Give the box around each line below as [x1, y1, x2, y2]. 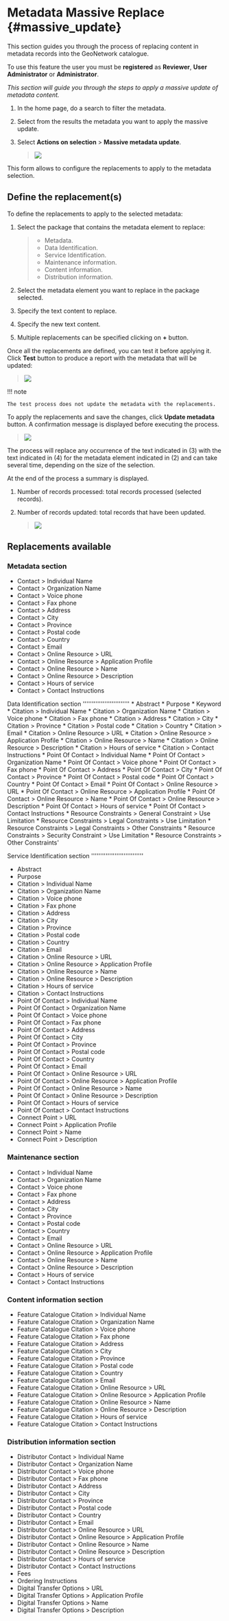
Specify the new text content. [16, 320, 101, 328]
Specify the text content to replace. [16, 306, 117, 315]
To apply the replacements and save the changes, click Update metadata [7, 412, 215, 421]
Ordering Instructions [16, 1577, 77, 1585]
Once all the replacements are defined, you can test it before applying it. [7, 346, 211, 355]
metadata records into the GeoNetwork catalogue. [7, 49, 149, 58]
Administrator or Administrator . [7, 70, 99, 78]
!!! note [7, 387, 27, 396]
